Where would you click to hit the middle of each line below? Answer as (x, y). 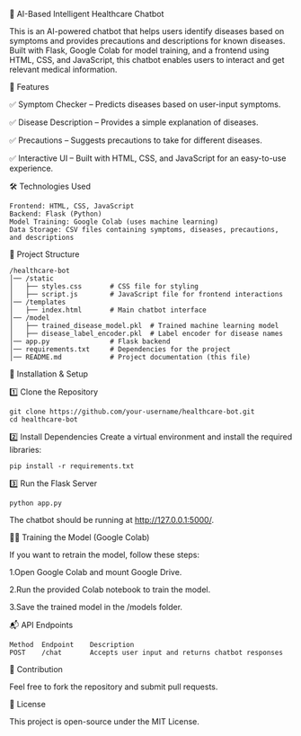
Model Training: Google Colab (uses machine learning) (114, 222)
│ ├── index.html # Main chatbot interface (108, 310)
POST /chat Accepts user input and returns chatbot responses (146, 652)
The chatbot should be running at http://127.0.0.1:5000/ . (111, 520)
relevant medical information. (63, 69)
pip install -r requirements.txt (72, 466)
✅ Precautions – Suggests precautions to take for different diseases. (136, 140)
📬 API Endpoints (41, 625)
